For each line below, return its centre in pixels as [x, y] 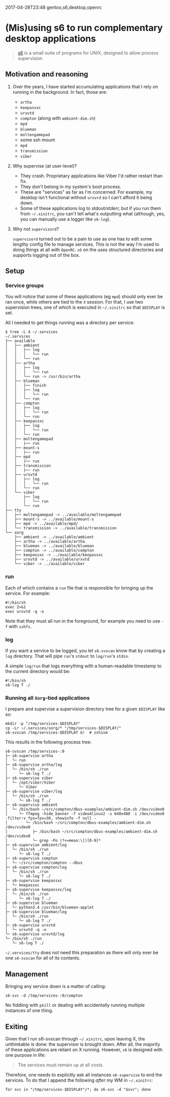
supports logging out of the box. [46, 255]
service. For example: [28, 593]
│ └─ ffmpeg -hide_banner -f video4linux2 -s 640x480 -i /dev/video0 [85, 814]
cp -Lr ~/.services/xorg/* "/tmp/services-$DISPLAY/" [63, 728]
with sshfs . [20, 626]
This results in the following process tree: [48, 742]
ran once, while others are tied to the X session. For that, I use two [74, 302]
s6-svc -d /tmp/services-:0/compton [44, 996]
